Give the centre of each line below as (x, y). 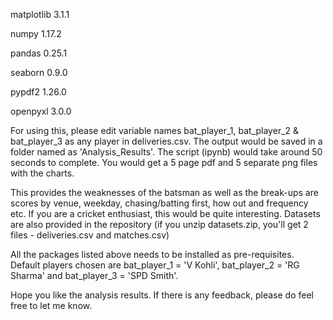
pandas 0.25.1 (39, 53)
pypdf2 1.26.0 (38, 92)
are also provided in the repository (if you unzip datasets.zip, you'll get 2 (159, 224)
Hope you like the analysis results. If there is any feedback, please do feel (162, 295)
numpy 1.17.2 (36, 33)
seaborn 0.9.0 (39, 72)
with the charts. (42, 173)
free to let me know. (51, 305)
